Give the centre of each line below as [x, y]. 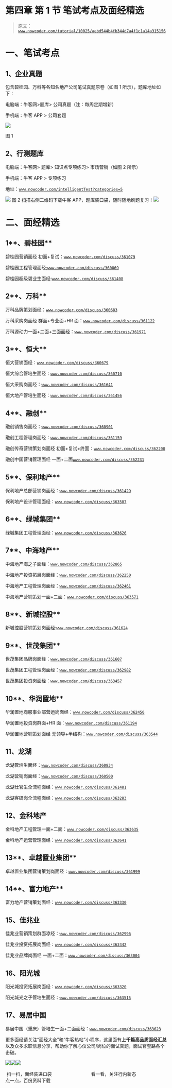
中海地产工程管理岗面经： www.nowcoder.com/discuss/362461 [68, 585]
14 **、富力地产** [35, 889]
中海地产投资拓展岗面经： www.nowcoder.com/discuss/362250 [68, 575]
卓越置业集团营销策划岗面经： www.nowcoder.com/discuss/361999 [73, 871]
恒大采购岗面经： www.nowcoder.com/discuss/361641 [59, 385]
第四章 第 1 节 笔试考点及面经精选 [75, 11]
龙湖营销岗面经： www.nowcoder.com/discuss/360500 [59, 776]
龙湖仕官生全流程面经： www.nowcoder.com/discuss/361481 [66, 787]
